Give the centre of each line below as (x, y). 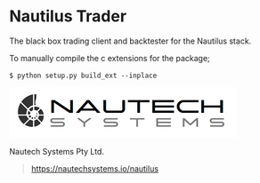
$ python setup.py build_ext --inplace (83, 76)
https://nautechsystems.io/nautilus (94, 168)
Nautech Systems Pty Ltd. (57, 151)
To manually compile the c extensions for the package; (110, 58)
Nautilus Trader (68, 16)
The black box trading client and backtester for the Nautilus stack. (130, 41)
